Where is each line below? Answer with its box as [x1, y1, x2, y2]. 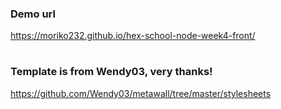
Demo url [10, 7, 56, 21]
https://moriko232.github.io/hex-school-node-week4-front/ [10, 30, 256, 42]
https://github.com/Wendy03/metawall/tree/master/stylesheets [10, 87, 272, 99]
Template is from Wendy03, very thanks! [10, 65, 213, 79]
